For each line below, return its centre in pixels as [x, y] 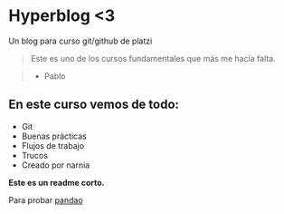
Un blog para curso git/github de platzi [80, 41]
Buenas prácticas [54, 136]
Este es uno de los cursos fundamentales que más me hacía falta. [153, 58]
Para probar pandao [46, 199]
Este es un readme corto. [57, 182]
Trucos [35, 155]
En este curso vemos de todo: [94, 105]
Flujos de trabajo [53, 145]
